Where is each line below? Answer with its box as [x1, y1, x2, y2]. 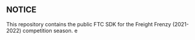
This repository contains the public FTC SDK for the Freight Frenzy [6, 20, 172, 27]
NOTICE [6, 5, 37, 15]
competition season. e [22, 27, 78, 34]
